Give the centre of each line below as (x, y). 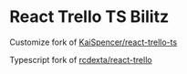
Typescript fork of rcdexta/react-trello (81, 59)
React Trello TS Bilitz (89, 17)
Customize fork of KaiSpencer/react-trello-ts (93, 42)
